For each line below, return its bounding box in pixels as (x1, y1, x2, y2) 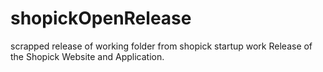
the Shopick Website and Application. (10, 50, 165, 62)
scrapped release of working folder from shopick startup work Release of (10, 40, 313, 52)
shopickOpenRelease (10, 7, 192, 30)
